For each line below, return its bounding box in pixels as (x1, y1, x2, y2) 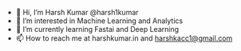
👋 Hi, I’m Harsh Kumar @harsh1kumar (15, 8, 139, 17)
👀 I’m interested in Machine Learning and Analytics (15, 16, 184, 25)
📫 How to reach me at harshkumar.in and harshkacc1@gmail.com (15, 33, 233, 43)
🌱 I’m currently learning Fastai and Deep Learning (15, 25, 180, 33)
